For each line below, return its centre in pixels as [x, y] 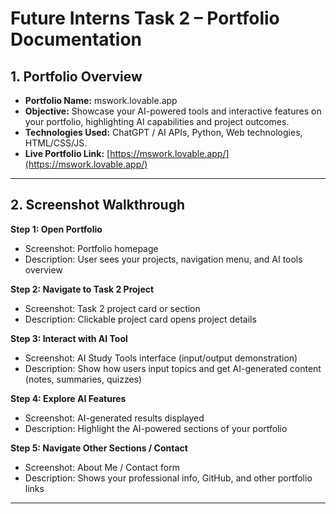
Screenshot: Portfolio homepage [91, 248]
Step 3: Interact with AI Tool [69, 338]
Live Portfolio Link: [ [67, 153]
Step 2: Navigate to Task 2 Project [82, 289]
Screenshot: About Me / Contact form [102, 467]
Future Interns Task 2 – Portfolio [145, 18]
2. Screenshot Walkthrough [97, 205]
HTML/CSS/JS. [56, 143]
